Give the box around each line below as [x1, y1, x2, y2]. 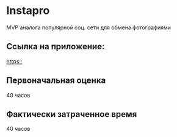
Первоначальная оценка [6, 76, 106, 86]
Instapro [6, 4, 50, 18]
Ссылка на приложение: [6, 41, 105, 52]
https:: [6, 57, 23, 65]
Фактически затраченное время [6, 109, 137, 119]
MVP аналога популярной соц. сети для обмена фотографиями [6, 24, 171, 31]
